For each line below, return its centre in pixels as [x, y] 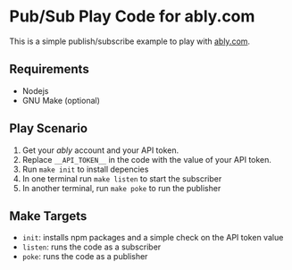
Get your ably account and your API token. [100, 150]
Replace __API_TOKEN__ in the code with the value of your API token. [147, 159]
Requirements [49, 69]
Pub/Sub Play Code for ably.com [132, 17]
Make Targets [48, 216]
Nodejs [35, 90]
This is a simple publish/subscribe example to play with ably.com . [130, 41]
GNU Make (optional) [61, 100]
